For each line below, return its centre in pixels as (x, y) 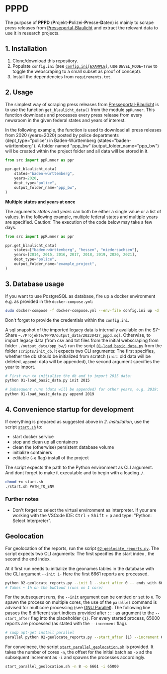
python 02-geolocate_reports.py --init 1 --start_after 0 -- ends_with (81, 583)
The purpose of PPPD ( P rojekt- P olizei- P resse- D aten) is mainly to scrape (80, 22)
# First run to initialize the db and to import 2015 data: (69, 376)
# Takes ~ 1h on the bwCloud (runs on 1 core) (54, 588)
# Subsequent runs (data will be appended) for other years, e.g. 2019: (82, 390)
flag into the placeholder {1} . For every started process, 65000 (95, 618)
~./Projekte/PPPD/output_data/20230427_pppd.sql (69, 335)
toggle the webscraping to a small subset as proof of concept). (77, 71)
